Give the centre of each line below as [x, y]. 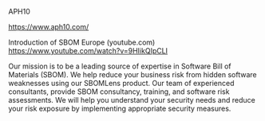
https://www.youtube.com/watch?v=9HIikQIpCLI [88, 51]
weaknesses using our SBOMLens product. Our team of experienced [121, 83]
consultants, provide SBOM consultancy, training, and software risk [119, 92]
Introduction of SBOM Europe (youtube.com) [82, 42]
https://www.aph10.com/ [49, 27]
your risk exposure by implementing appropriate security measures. [120, 108]
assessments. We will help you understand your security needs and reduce [132, 100]
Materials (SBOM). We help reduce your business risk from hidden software [132, 74]
